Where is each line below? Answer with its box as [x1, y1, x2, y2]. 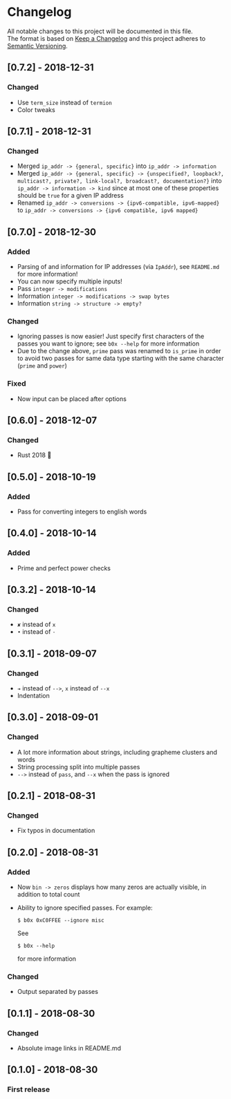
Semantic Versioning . [7, 41, 68, 50]
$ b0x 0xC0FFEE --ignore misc [17, 917, 105, 924]
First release [7, 1084, 50, 1094]
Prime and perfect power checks [17, 564, 111, 572]
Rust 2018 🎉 [17, 451, 52, 460]
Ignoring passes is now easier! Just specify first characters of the [17, 332, 205, 341]
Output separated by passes [17, 988, 99, 996]
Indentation [17, 692, 50, 700]
